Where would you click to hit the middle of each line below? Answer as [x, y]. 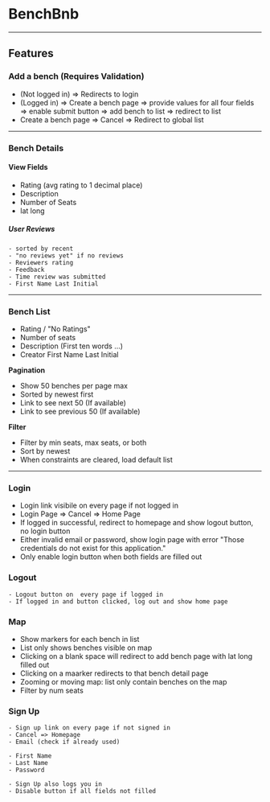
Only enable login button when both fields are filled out [111, 557]
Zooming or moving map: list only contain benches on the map [123, 681]
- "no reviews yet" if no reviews [66, 255]
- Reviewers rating [41, 262]
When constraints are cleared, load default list [96, 460]
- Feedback [27, 269]
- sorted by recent [41, 249]
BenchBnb [44, 14]
